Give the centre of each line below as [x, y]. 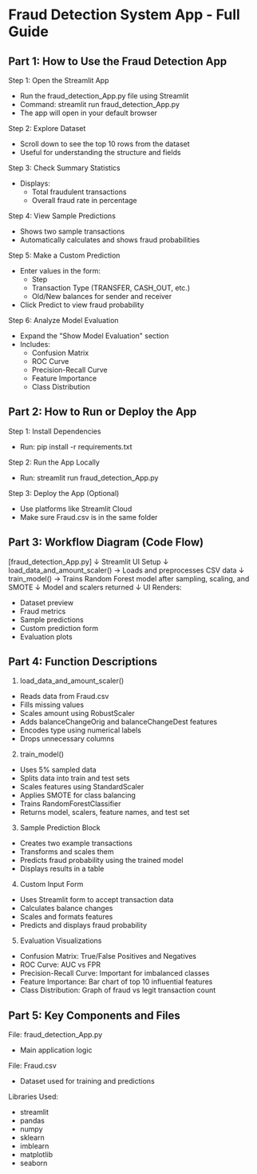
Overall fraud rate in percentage [84, 200]
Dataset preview [47, 602]
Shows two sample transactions [72, 231]
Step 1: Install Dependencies [55, 431]
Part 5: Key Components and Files [95, 1015]
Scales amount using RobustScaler [77, 713]
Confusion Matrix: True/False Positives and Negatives [108, 956]
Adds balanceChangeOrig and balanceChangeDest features [119, 722]
